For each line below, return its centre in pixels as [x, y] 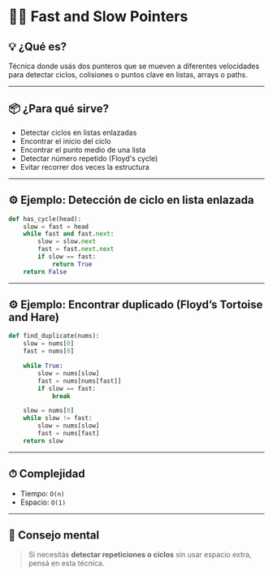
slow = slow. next [67, 242]
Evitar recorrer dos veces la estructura [85, 167]
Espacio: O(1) [43, 502]
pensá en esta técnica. [66, 563]
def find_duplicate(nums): [54, 336]
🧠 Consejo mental [54, 535]
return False [45, 271]
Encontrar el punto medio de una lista [83, 149]
